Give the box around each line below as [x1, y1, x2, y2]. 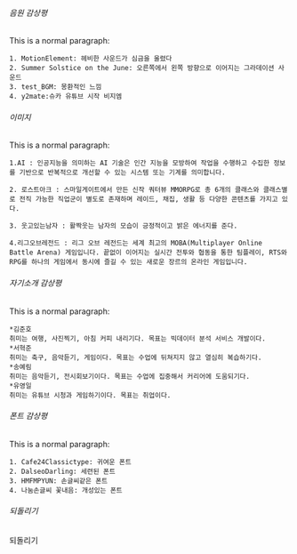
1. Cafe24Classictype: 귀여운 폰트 [9, 457, 132, 466]
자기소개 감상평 [9, 277, 62, 288]
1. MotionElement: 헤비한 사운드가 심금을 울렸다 [9, 54, 173, 63]
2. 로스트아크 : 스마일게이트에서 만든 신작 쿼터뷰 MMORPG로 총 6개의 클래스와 [9, 186, 260, 195]
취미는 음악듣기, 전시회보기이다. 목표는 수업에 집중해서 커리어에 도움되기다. [9, 372, 251, 381]
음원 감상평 [9, 7, 48, 18]
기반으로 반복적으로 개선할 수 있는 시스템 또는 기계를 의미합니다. [19, 168, 226, 177]
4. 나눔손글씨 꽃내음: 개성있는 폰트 [9, 486, 123, 494]
